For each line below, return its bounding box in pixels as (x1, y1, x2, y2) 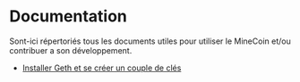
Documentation (9, 6, 128, 27)
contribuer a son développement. (9, 45, 133, 55)
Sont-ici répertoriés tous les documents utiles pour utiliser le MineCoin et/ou (9, 36, 291, 46)
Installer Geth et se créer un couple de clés (21, 62, 182, 73)
